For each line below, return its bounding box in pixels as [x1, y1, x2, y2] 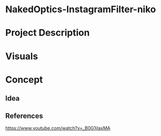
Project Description [5, 27, 90, 39]
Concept [5, 74, 43, 85]
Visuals [5, 50, 39, 62]
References [5, 111, 43, 120]
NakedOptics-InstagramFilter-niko [5, 4, 156, 15]
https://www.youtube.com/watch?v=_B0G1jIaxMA [5, 125, 111, 131]
